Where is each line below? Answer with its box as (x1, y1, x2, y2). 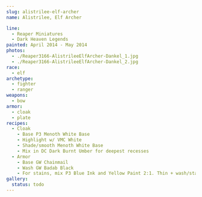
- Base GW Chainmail (17, 159, 69, 165)
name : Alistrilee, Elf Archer (6, 14, 82, 20)
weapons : (6, 92, 28, 98)
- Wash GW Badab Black (17, 165, 74, 171)
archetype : (6, 76, 34, 82)
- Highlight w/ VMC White (17, 137, 82, 143)
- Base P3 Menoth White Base (17, 132, 90, 138)
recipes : (6, 120, 28, 126)
